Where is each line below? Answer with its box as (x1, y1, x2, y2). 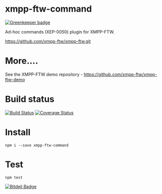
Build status (5, 94, 55, 105)
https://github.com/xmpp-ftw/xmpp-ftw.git (5, 38, 91, 44)
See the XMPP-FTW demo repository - (5, 71, 83, 77)
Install (5, 127, 31, 138)
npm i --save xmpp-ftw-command (5, 142, 69, 148)
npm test (5, 175, 23, 180)
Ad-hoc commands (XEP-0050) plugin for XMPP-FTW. (5, 29, 115, 35)
